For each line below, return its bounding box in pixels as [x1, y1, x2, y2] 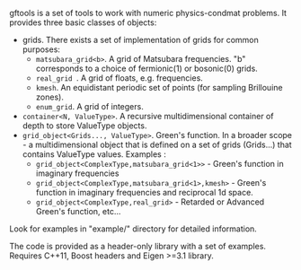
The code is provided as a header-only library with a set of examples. [9, 241, 267, 251]
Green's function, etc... [35, 206, 121, 216]
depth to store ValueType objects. [22, 120, 147, 131]
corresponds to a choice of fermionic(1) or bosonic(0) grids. [35, 63, 258, 74]
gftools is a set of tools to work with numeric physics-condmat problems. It [9, 8, 288, 18]
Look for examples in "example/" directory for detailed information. [9, 223, 258, 234]
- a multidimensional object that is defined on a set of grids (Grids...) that [22, 139, 292, 150]
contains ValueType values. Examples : [22, 149, 166, 160]
